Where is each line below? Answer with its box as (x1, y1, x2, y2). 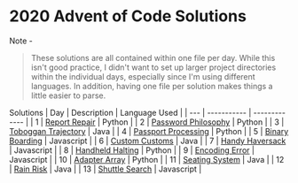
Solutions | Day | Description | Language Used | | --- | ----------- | (9, 107, 252, 118)
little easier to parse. (30, 90, 106, 101)
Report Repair (45, 117, 96, 127)
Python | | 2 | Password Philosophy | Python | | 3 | (101, 117, 285, 127)
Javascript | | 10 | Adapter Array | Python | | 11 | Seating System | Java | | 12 (9, 154, 285, 164)
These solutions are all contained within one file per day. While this (30, 52, 276, 63)
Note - (9, 35, 33, 46)
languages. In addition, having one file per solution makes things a (30, 80, 273, 91)
